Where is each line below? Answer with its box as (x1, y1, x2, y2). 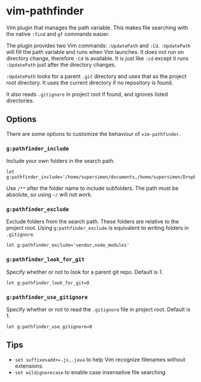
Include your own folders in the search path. (6, 157, 115, 165)
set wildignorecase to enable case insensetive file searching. (14, 368, 167, 375)
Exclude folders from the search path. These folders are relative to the (6, 218, 179, 225)
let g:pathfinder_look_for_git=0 (6, 280, 90, 286)
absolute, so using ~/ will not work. (6, 191, 93, 198)
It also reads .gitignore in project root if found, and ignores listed (6, 90, 169, 98)
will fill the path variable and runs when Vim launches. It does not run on (6, 48, 184, 55)
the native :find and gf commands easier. (6, 30, 109, 37)
